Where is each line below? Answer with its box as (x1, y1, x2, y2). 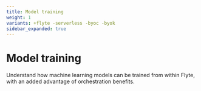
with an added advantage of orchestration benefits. (6, 78, 135, 85)
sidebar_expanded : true (6, 25, 67, 32)
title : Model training (6, 8, 64, 15)
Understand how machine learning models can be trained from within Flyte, (6, 72, 196, 79)
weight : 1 (6, 14, 32, 20)
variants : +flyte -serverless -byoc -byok (6, 20, 115, 26)
